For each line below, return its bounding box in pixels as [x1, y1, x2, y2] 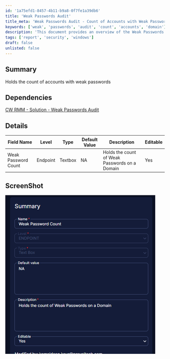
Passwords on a [103, 160, 137, 166]
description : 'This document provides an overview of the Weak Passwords [5, 29, 164, 35]
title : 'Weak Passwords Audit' [5, 13, 71, 19]
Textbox [59, 157, 77, 164]
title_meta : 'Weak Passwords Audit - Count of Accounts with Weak [5, 19, 148, 24]
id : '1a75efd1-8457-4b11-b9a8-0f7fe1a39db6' [5, 8, 101, 13]
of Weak [103, 154, 120, 160]
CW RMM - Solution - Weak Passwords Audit [5, 107, 100, 113]
